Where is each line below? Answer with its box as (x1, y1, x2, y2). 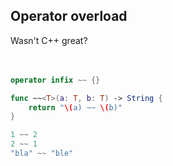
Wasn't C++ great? (10, 34, 88, 46)
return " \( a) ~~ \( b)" (28, 102, 123, 113)
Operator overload (10, 8, 128, 25)
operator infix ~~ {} (10, 75, 101, 85)
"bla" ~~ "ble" (10, 149, 74, 159)
